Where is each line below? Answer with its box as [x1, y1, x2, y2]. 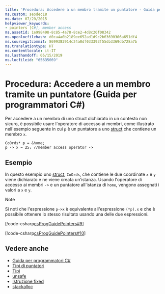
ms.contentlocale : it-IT [5, 48, 56, 53]
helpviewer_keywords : [5, 21, 50, 26]
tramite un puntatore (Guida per [5, 89, 137, 100]
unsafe [12, 273, 27, 279]
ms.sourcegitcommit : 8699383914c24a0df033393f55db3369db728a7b [5, 39, 137, 44]
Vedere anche [5, 244, 49, 253]
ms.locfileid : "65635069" [5, 57, 58, 62]
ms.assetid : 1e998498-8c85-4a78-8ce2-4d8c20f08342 [5, 30, 111, 35]
